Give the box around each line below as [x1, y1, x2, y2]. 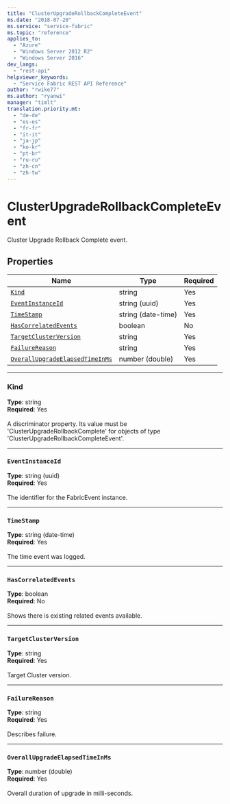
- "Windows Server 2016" [13, 55, 84, 62]
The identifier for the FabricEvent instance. [7, 493, 128, 501]
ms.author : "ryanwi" [7, 93, 66, 100]
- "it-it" [13, 131, 41, 138]
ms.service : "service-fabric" [7, 23, 94, 29]
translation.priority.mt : [7, 105, 81, 112]
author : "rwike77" [7, 86, 60, 93]
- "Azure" [13, 42, 41, 49]
